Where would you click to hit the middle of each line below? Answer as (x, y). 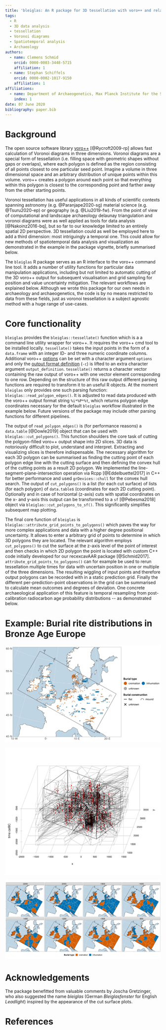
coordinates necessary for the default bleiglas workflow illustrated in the (80, 406)
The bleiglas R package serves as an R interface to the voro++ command (80, 262)
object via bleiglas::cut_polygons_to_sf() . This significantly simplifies (78, 505)
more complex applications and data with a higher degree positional (74, 530)
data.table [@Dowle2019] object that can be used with (61, 431)
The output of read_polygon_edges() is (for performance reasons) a (73, 426)
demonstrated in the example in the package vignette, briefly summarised (80, 247)
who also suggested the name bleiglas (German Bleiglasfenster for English (81, 996)
